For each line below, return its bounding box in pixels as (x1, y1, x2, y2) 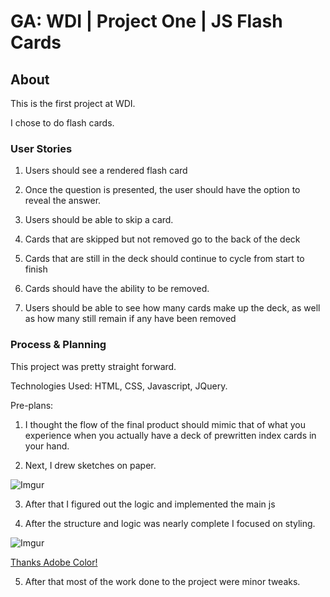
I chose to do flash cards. (10, 117, 115, 129)
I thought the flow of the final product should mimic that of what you (24, 418, 306, 430)
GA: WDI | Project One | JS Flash (10, 10, 283, 33)
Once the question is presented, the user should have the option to (24, 184, 301, 196)
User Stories (10, 141, 73, 155)
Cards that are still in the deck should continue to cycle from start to (24, 253, 305, 265)
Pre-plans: (10, 399, 54, 411)
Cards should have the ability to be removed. (24, 283, 210, 295)
